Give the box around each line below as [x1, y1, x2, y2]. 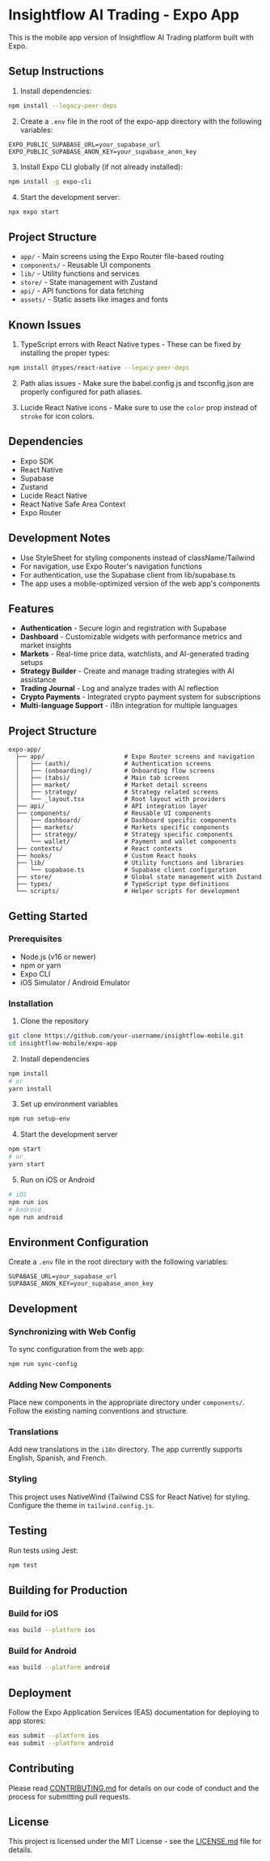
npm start [8, 1145, 42, 1154]
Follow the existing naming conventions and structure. [8, 1406, 188, 1416]
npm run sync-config [8, 1359, 78, 1368]
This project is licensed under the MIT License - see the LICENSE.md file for [8, 1837, 262, 1846]
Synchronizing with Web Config [8, 1325, 136, 1337]
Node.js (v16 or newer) [19, 952, 97, 961]
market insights [19, 641, 72, 651]
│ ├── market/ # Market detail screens [15, 781, 208, 790]
